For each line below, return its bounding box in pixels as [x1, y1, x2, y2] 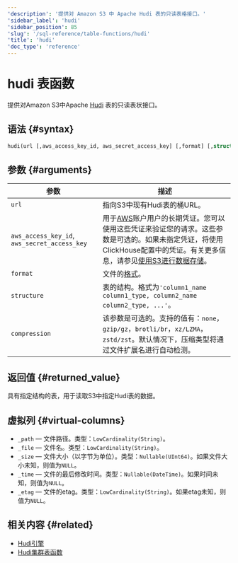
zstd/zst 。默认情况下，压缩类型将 [102, 335, 217, 344]
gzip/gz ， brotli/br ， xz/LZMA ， [102, 324, 208, 334]
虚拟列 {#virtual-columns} [7, 414, 125, 426]
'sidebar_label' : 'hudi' [7, 17, 81, 24]
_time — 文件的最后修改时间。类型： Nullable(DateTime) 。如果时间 [17, 470, 212, 478]
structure [11, 291, 44, 300]
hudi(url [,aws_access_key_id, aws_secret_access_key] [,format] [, [7, 142, 214, 149]
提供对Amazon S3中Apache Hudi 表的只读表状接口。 [7, 100, 161, 109]
